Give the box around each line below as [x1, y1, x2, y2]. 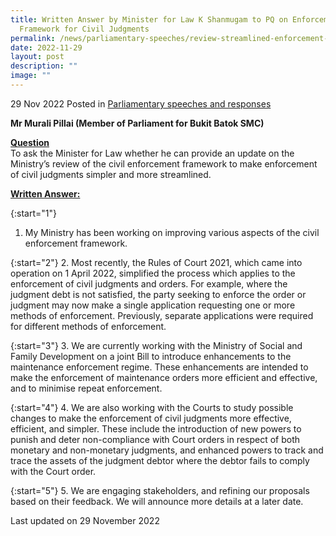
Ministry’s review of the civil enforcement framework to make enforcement [10, 157, 318, 170]
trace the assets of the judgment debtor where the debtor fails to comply [10, 454, 310, 466]
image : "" [10, 71, 52, 81]
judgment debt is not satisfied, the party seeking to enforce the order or [10, 288, 307, 300]
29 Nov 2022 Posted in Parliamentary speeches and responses [10, 97, 272, 110]
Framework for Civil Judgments [19, 24, 150, 34]
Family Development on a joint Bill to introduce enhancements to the [10, 350, 292, 362]
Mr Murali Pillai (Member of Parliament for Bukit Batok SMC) [10, 117, 265, 129]
